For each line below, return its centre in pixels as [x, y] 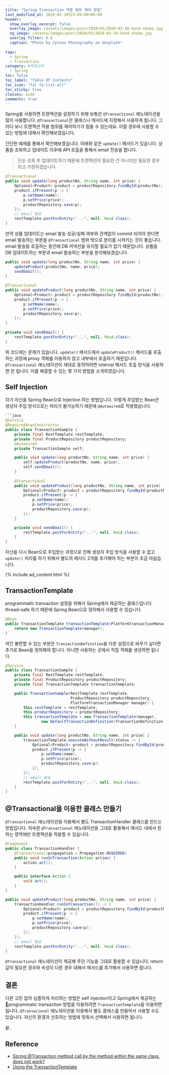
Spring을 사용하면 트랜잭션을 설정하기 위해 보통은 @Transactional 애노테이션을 [83, 114]
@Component [17, 844]
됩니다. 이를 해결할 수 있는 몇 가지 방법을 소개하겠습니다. [71, 371]
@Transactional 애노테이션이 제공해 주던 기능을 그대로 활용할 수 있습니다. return [84, 962]
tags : [11, 52]
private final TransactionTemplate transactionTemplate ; [75, 684]
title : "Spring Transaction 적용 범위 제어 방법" [54, 10]
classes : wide [20, 94]
